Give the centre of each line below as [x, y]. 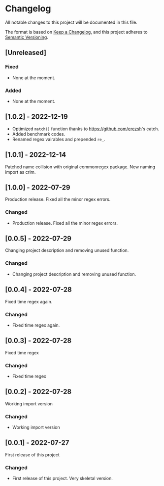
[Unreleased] [26, 53]
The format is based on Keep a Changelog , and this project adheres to [76, 32]
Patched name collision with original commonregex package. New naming [80, 167]
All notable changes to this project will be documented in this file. [71, 22]
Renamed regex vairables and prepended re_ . [59, 139]
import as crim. [20, 172]
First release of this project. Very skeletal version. [63, 479]
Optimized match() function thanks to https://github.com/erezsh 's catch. [85, 129]
